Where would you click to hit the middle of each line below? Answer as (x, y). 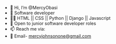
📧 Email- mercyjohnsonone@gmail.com (50, 36)
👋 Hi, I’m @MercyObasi (34, 8)
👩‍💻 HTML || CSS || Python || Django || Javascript (60, 18)
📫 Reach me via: (27, 29)
